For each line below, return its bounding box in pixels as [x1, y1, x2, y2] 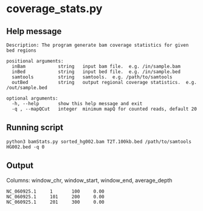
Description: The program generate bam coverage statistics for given [6, 42, 189, 48]
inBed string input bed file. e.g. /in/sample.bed [12, 69, 181, 75]
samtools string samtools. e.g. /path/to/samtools [12, 74, 173, 80]
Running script [6, 122, 64, 133]
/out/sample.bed [6, 85, 47, 91]
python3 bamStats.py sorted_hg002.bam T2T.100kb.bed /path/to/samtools [6, 139, 191, 145]
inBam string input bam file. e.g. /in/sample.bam [12, 63, 181, 69]
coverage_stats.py [6, 2, 103, 16]
